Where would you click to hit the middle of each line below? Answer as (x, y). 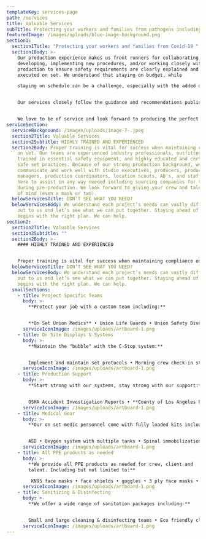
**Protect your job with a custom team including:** (97, 307)
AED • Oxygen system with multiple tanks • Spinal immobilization (115, 441)
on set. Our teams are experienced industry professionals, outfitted (109, 153)
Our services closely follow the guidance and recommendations (100, 103)
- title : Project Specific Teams (60, 296)
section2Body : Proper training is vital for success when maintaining (104, 148)
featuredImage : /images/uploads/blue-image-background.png (83, 35)
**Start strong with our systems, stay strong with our (101, 385)
